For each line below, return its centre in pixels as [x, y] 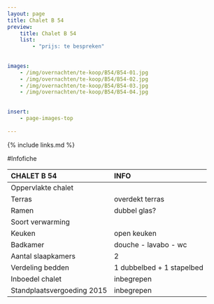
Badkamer [28, 244]
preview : [20, 27]
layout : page [26, 14]
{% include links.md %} [41, 145]
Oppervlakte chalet [42, 187]
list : [28, 40]
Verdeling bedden [40, 267]
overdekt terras [139, 199]
